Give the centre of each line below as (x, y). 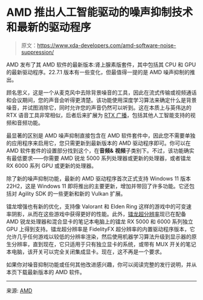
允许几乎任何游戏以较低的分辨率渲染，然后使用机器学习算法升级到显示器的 (99, 237)
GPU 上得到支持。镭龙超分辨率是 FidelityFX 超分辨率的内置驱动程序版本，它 (101, 229)
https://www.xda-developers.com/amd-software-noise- (107, 45)
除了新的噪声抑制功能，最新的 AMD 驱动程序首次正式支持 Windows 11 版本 (99, 178)
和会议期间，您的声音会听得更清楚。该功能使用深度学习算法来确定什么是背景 (101, 100)
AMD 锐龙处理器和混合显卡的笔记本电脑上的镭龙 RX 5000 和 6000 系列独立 (100, 222)
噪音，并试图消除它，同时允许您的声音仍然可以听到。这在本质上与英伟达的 (99, 107)
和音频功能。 (27, 123)
